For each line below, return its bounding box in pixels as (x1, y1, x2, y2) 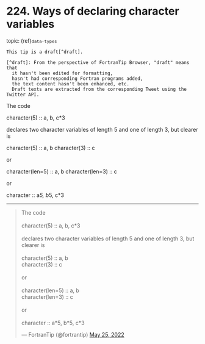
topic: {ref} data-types (6, 37, 57, 44)
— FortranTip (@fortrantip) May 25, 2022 (21, 331, 124, 338)
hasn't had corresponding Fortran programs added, (12, 75, 143, 82)
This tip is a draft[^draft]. (6, 49, 84, 55)
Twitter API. (6, 91, 40, 98)
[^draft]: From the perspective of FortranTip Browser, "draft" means (6, 59, 190, 65)
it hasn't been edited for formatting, (12, 70, 113, 76)
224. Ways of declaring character (6, 4, 179, 18)
